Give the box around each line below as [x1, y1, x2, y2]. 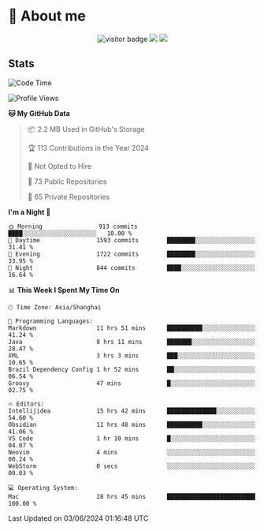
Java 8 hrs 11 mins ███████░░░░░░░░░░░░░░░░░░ [8, 338, 256, 346]
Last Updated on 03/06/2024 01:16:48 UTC [8, 513, 149, 523]
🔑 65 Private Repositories [27, 192, 110, 201]
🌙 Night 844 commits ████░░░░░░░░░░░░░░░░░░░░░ [8, 264, 256, 271]
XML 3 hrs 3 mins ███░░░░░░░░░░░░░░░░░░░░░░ [8, 351, 256, 360]
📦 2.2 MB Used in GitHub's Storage [27, 124, 145, 133]
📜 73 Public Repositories [27, 177, 107, 186]
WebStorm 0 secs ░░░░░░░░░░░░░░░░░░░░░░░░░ [8, 462, 256, 470]
